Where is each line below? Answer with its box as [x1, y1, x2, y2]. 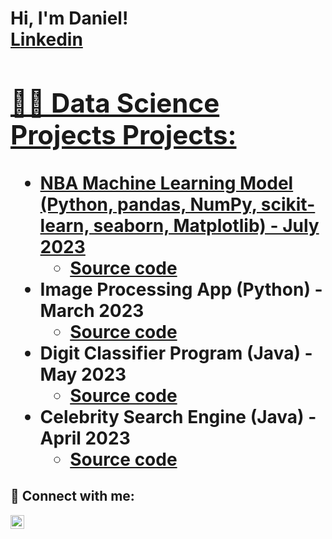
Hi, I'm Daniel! [10, 7, 129, 30]
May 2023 [39, 363, 127, 386]
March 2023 [39, 299, 145, 322]
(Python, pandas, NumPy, [39, 193, 258, 216]
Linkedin [10, 28, 83, 51]
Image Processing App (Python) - [39, 278, 323, 301]
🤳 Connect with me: [10, 488, 135, 505]
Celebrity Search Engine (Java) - [39, 405, 317, 428]
